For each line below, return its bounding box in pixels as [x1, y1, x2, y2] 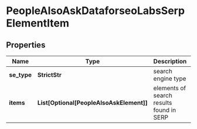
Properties [6, 40, 46, 50]
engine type [153, 74, 186, 83]
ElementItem [6, 16, 69, 30]
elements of [153, 84, 186, 92]
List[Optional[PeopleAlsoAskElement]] [37, 99, 148, 107]
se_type [9, 71, 32, 79]
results [153, 99, 172, 107]
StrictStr [37, 71, 62, 79]
